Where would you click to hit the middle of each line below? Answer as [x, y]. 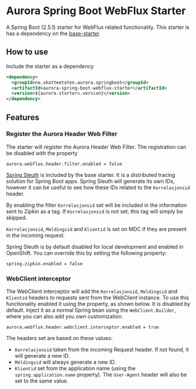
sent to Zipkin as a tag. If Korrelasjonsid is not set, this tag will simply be [95, 211]
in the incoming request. [36, 235]
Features [23, 117]
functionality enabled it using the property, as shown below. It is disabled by [98, 304]
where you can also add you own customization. [65, 317]
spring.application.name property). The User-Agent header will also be [101, 375]
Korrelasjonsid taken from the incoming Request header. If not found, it [102, 350]
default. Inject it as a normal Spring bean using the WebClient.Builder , [91, 310]
